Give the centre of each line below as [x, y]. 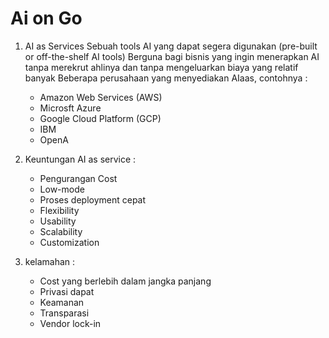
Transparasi [64, 313]
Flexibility [59, 210]
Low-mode [62, 189]
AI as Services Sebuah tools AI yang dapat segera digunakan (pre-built [171, 46]
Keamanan [62, 302]
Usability [58, 221]
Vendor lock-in [70, 323]
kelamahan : [50, 261]
